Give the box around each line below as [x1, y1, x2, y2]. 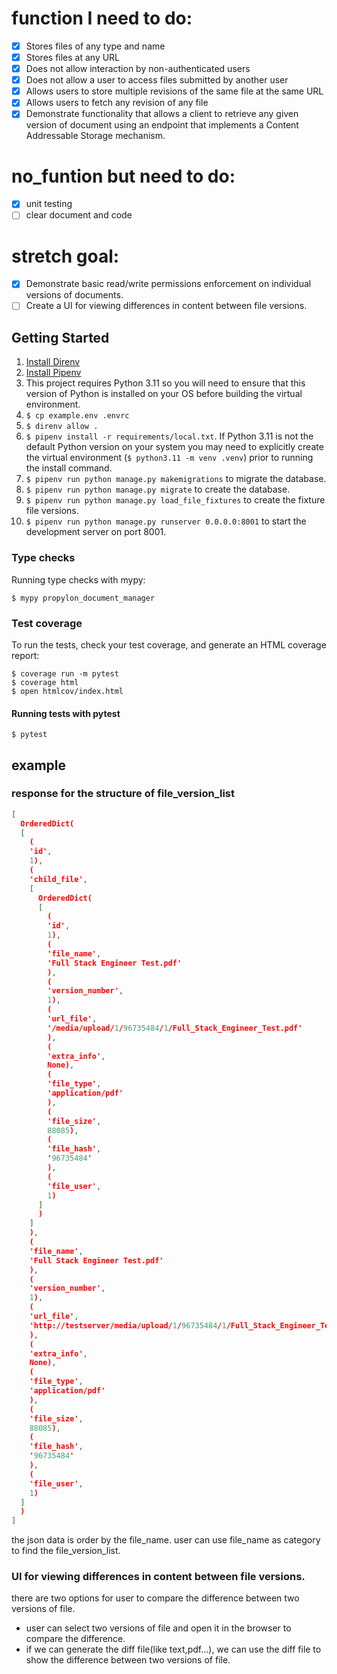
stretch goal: [11, 245, 120, 267]
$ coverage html [11, 677, 79, 687]
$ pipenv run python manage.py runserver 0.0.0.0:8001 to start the [25, 515, 307, 527]
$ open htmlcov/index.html [11, 686, 124, 696]
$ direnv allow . [25, 422, 99, 432]
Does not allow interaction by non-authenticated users [25, 63, 251, 75]
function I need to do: [11, 7, 193, 30]
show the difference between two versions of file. [25, 1654, 231, 1666]
